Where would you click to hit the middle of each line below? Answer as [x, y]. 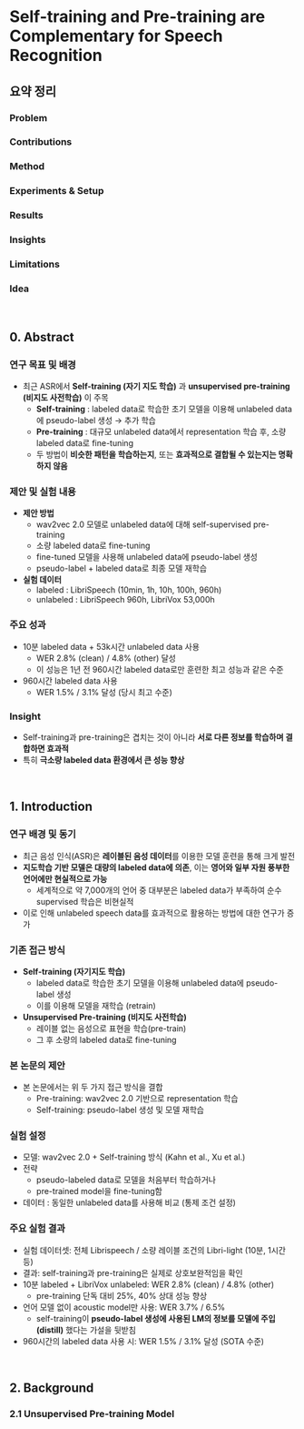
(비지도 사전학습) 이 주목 [65, 398]
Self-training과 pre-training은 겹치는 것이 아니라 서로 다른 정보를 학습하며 [153, 737]
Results [26, 216]
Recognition [56, 56]
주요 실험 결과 [38, 1229]
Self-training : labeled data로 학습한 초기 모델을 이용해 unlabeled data [164, 409]
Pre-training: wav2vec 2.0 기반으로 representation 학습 [137, 1099]
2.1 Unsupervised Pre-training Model [92, 1414]
